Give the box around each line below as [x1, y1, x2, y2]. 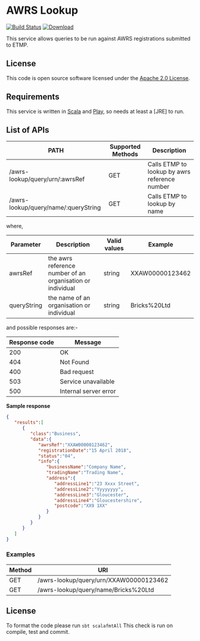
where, [6, 222, 24, 230]
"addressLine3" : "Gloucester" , [54, 492, 129, 498]
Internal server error [60, 387, 116, 395]
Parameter [10, 240, 41, 249]
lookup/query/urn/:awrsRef [9, 175, 85, 183]
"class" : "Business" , [30, 431, 82, 437]
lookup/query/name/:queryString [9, 204, 101, 212]
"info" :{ [37, 458, 60, 465]
